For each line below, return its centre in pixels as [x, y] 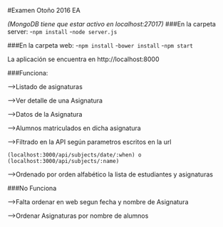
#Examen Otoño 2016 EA [44, 10]
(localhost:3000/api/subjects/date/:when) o [74, 155]
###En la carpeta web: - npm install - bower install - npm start [100, 45]
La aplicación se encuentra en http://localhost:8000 [83, 59]
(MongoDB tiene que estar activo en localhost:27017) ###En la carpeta [111, 24]
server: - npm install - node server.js [62, 32]
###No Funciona [32, 188]
